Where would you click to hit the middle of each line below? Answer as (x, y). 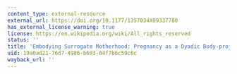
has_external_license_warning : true (61, 27)
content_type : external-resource (56, 14)
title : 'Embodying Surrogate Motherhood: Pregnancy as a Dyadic (104, 47)
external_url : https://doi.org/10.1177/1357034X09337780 (93, 20)
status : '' (23, 40)
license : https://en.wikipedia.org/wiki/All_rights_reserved (99, 33)
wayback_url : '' (31, 60)
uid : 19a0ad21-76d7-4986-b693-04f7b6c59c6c (72, 54)
